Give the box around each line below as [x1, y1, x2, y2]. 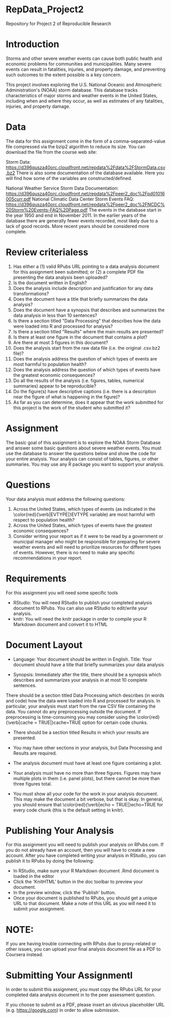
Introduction [6, 38, 60, 50]
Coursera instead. [6, 952, 44, 958]
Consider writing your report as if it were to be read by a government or [13, 533, 163, 539]
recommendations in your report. [13, 555, 83, 561]
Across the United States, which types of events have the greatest [13, 522, 152, 528]
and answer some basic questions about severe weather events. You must [6, 445, 162, 451]
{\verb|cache [6, 719, 34, 726]
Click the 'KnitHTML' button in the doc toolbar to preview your [13, 878, 143, 885]
